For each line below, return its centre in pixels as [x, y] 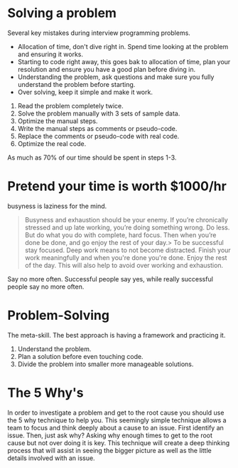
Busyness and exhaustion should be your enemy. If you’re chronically [126, 219]
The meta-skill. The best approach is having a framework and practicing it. [117, 335]
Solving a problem [62, 13]
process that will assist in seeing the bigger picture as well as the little [109, 450]
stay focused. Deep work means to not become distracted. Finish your [128, 250]
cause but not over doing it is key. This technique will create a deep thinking [119, 442]
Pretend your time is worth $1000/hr [117, 186]
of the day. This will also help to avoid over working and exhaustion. [124, 265]
